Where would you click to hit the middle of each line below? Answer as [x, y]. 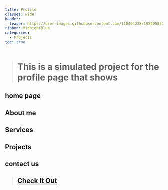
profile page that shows [68, 77]
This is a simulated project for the [88, 67]
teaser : [18, 24]
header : [13, 19]
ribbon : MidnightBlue [28, 28]
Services [19, 130]
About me [21, 113]
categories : [17, 33]
